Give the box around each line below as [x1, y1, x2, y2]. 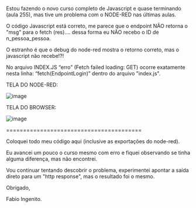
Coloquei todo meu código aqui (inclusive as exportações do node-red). [6, 138, 180, 145]
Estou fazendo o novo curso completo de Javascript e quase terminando [6, 5, 181, 12]
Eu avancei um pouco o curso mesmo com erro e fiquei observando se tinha [6, 149, 191, 156]
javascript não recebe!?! [6, 53, 64, 59]
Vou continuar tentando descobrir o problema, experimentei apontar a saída [6, 167, 189, 174]
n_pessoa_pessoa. [6, 35, 51, 41]
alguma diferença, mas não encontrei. [6, 155, 98, 162]
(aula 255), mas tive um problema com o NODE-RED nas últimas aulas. [6, 11, 177, 18]
